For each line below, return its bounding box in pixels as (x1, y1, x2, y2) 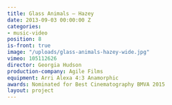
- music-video (7, 29, 48, 37)
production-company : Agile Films (7, 68, 104, 75)
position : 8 (7, 36, 41, 43)
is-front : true (7, 42, 51, 49)
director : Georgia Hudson (7, 61, 82, 68)
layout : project (7, 87, 54, 94)
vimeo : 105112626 (7, 55, 57, 62)
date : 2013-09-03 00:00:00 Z (7, 17, 91, 23)
